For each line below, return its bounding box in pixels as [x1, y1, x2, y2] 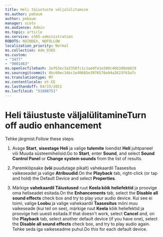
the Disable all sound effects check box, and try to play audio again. [12, 221, 150, 227]
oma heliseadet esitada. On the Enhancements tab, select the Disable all [12, 190, 158, 196]
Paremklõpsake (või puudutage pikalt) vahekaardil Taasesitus [12, 165, 136, 171]
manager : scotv [5, 20, 36, 26]
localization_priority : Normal [5, 43, 69, 48]
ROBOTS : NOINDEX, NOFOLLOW [5, 39, 60, 44]
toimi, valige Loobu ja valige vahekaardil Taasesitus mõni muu [12, 201, 138, 206]
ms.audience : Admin [5, 25, 45, 30]
